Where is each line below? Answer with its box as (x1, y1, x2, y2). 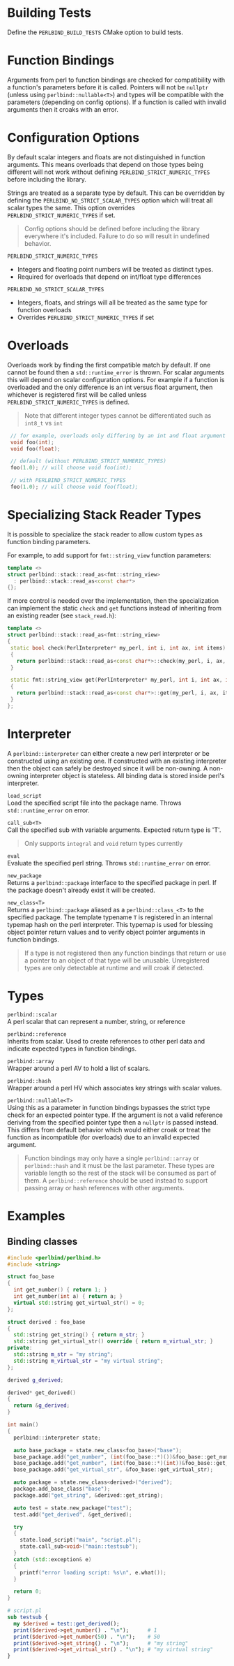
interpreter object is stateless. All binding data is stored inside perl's (30, 771, 225, 780)
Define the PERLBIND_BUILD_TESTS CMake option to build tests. (7, 28, 183, 36)
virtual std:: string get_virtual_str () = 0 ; (13, 1299, 145, 1306)
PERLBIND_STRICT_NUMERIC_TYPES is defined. (7, 397, 130, 406)
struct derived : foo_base (7, 1318, 86, 1325)
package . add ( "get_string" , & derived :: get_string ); (13, 1491, 164, 1499)
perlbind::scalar (7, 1011, 58, 1018)
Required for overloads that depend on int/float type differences (17, 272, 201, 281)
